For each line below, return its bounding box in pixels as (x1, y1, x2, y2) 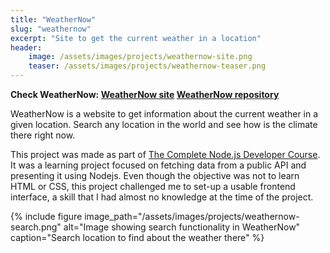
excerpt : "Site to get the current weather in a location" (10, 33, 262, 43)
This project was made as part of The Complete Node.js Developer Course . (10, 149, 321, 160)
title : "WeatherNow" (10, 14, 97, 25)
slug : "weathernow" (10, 24, 92, 34)
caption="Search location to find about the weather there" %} (10, 232, 265, 243)
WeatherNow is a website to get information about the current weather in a (10, 108, 319, 120)
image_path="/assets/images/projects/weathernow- (84, 211, 300, 222)
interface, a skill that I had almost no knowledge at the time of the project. (10, 191, 314, 203)
